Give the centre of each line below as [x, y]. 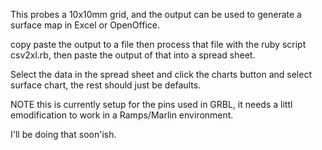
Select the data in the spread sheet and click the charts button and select [161, 74]
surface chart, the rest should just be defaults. [106, 85]
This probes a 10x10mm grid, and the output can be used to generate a [156, 14]
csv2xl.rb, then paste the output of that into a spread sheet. [133, 55]
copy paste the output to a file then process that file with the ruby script [158, 44]
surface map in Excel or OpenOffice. [85, 25]
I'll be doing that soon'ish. [63, 134]
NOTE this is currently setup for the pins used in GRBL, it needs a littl [151, 104]
